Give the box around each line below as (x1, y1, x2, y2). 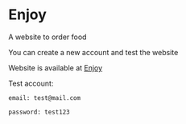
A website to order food (8, 32, 87, 42)
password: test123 (8, 108, 70, 116)
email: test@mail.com (8, 94, 81, 102)
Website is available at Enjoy (8, 62, 103, 73)
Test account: (8, 78, 54, 88)
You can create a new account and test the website (8, 47, 179, 57)
